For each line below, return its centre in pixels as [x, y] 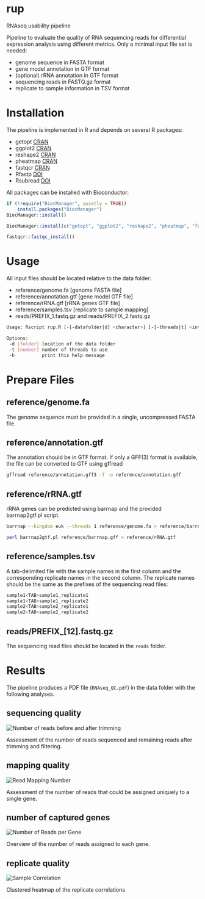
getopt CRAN [32, 142]
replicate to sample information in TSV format [72, 88]
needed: [17, 50]
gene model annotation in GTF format [62, 68]
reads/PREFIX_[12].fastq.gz [60, 631]
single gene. [22, 798]
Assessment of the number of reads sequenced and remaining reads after [99, 740]
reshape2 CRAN [35, 154]
